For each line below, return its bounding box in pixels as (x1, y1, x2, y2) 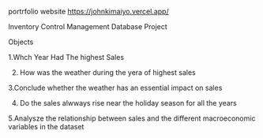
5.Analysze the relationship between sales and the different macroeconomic (8, 114, 256, 123)
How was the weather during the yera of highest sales (19, 68, 196, 77)
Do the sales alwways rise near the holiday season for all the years (19, 99, 237, 107)
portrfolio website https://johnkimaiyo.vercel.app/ (8, 7, 169, 16)
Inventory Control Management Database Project (8, 22, 167, 31)
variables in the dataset (8, 122, 85, 131)
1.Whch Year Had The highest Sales (8, 53, 125, 62)
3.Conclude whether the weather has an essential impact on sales (8, 83, 223, 92)
